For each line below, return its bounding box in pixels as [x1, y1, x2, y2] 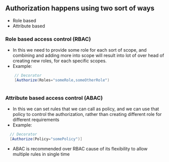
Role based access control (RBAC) [5, 35, 91, 43]
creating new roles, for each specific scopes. [12, 58, 107, 64]
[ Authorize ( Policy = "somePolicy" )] [10, 136, 82, 141]
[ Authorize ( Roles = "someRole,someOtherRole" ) [14, 77, 110, 83]
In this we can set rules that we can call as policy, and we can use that [12, 106, 159, 112]
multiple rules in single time [12, 151, 70, 157]
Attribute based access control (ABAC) [5, 94, 103, 101]
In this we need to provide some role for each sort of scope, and [12, 47, 147, 53]
